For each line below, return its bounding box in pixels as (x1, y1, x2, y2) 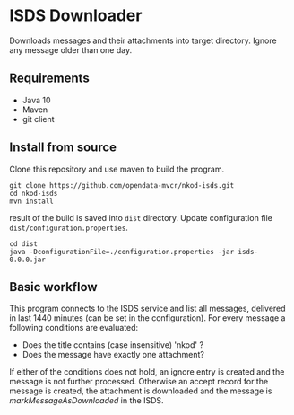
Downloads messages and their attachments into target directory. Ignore (9, 35, 277, 46)
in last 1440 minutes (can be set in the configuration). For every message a (9, 313, 286, 323)
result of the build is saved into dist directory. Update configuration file (9, 212, 273, 223)
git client (22, 113, 56, 124)
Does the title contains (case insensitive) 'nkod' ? (22, 340, 204, 350)
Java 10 (22, 94, 51, 105)
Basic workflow (9, 279, 98, 295)
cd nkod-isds (9, 189, 58, 198)
